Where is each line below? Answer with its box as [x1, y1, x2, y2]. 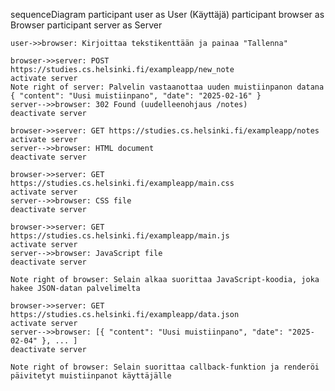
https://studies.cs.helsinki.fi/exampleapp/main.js [10, 231, 230, 241]
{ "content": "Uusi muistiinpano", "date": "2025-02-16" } [10, 91, 262, 101]
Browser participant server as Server [10, 19, 163, 31]
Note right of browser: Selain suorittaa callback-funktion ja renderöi [10, 362, 320, 372]
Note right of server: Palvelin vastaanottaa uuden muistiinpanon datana [10, 82, 325, 92]
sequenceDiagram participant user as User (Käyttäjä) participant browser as [10, 9, 325, 20]
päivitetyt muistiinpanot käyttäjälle [10, 371, 172, 381]
